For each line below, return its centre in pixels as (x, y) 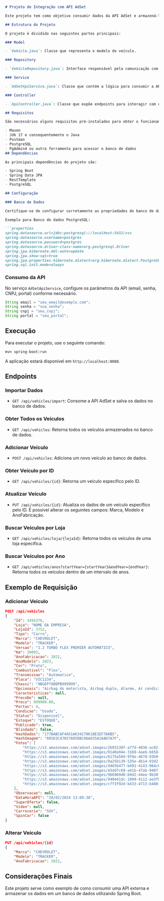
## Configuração (21, 193)
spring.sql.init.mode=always (35, 265)
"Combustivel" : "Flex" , (38, 670)
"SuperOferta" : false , (37, 802)
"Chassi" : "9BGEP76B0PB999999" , (47, 684)
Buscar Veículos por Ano (35, 556)
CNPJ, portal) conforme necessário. (41, 293)
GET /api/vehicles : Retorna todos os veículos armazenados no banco (82, 429)
